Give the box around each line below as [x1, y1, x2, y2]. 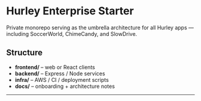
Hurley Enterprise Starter [6, 4, 134, 18]
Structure [6, 48, 43, 58]
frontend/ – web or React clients [14, 63, 96, 71]
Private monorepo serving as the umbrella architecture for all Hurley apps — [6, 24, 194, 31]
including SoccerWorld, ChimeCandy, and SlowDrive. [6, 30, 138, 37]
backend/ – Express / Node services [14, 70, 106, 77]
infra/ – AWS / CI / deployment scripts [14, 76, 109, 83]
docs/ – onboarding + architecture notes [14, 82, 115, 90]
